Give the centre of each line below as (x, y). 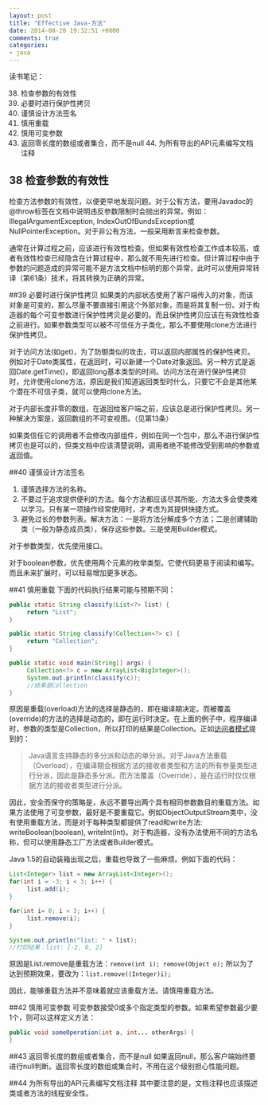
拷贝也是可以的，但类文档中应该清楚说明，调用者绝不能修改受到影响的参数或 (134, 445)
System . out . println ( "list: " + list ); (73, 940)
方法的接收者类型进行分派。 (81, 786)
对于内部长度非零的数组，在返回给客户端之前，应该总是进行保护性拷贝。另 (131, 408)
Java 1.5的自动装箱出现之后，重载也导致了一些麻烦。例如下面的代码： (123, 859)
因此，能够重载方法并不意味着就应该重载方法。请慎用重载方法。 (113, 991)
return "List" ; (52, 612)
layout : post (31, 16)
